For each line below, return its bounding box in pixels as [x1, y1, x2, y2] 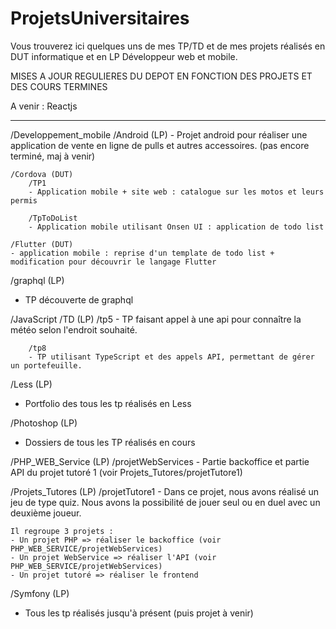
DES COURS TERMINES [10, 80, 108, 92]
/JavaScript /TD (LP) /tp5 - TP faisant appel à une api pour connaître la [10, 313, 302, 325]
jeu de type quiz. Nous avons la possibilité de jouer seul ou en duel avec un [10, 496, 321, 508]
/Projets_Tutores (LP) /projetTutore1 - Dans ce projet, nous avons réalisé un [10, 485, 319, 497]
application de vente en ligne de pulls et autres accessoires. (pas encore [10, 139, 310, 151]
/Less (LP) [10, 378, 53, 390]
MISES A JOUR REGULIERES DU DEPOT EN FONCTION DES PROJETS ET [10, 70, 313, 82]
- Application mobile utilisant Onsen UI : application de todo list [28, 222, 325, 232]
